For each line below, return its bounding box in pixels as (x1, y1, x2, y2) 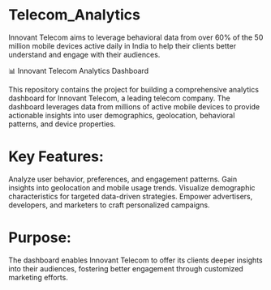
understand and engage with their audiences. (8, 49, 161, 59)
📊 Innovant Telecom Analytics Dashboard (8, 66, 148, 75)
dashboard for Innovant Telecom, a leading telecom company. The (8, 93, 231, 103)
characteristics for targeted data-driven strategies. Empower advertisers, (8, 191, 253, 201)
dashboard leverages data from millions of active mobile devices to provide (8, 101, 260, 111)
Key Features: (8, 147, 104, 166)
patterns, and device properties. (8, 119, 116, 129)
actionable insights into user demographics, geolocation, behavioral (8, 110, 235, 120)
